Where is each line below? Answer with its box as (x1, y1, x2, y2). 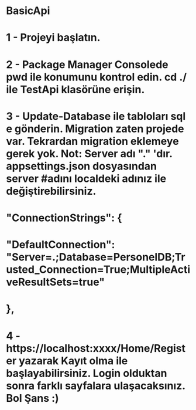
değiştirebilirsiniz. (6, 184, 97, 198)
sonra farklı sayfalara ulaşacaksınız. (6, 379, 185, 392)
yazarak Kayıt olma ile (18, 354, 128, 367)
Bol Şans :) (6, 391, 60, 405)
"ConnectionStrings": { (6, 211, 122, 224)
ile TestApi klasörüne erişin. (6, 83, 145, 96)
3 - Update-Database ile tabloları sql (6, 110, 186, 123)
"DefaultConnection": (6, 238, 115, 252)
